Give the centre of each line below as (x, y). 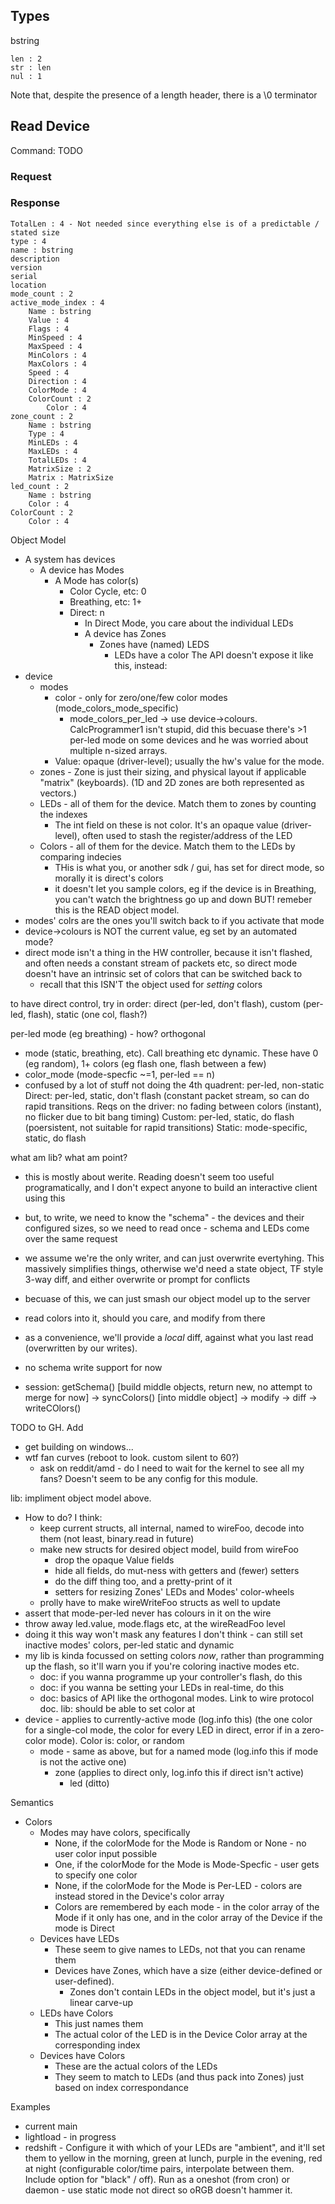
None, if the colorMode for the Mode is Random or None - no (180, 1843)
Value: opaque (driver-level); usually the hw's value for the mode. (189, 761)
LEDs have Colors (76, 2013)
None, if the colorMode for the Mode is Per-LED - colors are (178, 1885)
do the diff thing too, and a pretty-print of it (143, 1581)
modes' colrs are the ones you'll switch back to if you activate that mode (174, 920)
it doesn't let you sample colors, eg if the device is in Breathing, (185, 888)
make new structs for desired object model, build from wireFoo (169, 1549)
